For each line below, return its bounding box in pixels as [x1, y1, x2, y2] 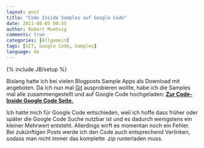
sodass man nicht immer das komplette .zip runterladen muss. [6, 135, 163, 142]
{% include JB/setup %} [6, 65, 67, 73]
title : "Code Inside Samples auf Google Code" [6, 15, 127, 21]
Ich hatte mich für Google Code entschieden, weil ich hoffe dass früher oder [6, 108, 199, 116]
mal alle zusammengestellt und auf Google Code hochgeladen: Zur [6, 90, 175, 98]
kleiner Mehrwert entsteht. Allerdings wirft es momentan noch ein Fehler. [6, 122, 190, 129]
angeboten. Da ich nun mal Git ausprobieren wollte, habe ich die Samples [6, 84, 191, 91]
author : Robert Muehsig [6, 26, 67, 32]
